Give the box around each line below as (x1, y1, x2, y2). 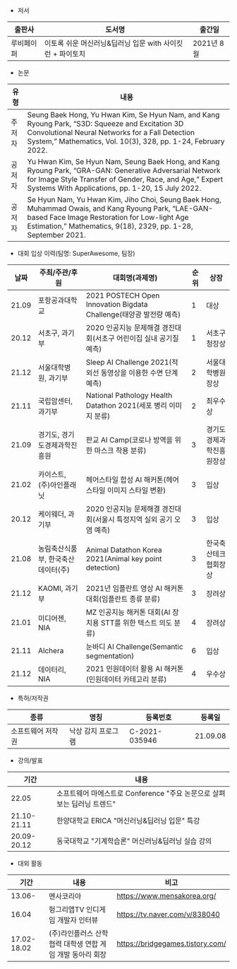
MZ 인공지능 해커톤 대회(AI (85, 607, 171, 617)
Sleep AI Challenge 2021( (85, 358, 172, 367)
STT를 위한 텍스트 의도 (100, 618, 173, 628)
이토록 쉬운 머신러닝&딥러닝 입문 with (44, 38, 162, 48)
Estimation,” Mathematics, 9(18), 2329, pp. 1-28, (27, 221, 193, 231)
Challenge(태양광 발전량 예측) (85, 310, 181, 319)
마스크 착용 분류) (94, 446, 147, 455)
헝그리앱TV (48, 905, 85, 914)
